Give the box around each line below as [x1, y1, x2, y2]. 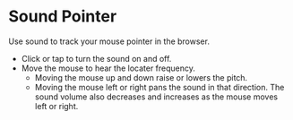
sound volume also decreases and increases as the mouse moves [34, 91, 279, 102]
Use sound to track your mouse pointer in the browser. [8, 36, 210, 47]
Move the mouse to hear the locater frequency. [21, 63, 196, 73]
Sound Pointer [8, 6, 117, 27]
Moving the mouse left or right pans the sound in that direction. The [34, 81, 285, 92]
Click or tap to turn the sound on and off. [21, 53, 172, 64]
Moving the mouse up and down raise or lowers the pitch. [34, 72, 248, 82]
